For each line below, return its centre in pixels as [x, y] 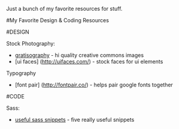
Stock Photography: [31, 43]
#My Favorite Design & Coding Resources [58, 20]
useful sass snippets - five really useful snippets [75, 120]
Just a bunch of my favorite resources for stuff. [64, 9]
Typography [21, 73]
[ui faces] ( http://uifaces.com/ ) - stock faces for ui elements [89, 61]
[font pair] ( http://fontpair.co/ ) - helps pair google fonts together [94, 85]
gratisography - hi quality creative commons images [79, 55]
